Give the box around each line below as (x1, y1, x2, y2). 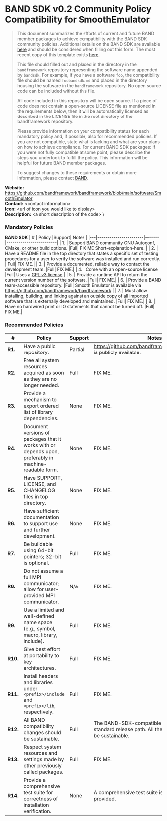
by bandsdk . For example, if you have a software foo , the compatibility (17, 72, 160, 78)
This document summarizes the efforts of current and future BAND (17, 30, 155, 36)
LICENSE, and (23, 480, 56, 487)
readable (23, 467, 45, 473)
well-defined (23, 612, 55, 619)
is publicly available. (93, 349, 141, 355)
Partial (69, 346, 84, 352)
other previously (23, 762, 62, 769)
